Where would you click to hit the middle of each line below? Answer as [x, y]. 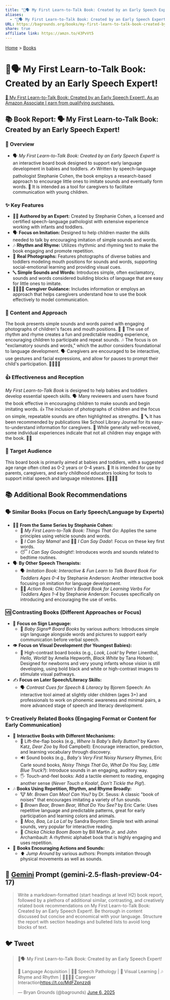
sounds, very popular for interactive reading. [67, 827]
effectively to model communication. [51, 300]
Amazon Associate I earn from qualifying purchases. [60, 103]
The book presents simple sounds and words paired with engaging [75, 324]
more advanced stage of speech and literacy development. [81, 705]
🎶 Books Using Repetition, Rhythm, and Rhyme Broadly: [72, 789]
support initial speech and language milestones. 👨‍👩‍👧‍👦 [61, 478]
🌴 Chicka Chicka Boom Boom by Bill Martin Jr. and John [79, 832]
